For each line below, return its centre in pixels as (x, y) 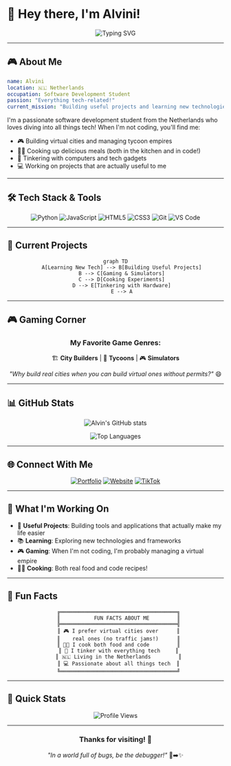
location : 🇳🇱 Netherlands (46, 88)
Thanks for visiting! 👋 (115, 740)
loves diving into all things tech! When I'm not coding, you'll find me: (104, 127)
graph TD (115, 261)
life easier (31, 533)
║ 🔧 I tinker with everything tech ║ (118, 650)
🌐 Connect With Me (50, 464)
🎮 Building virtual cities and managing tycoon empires (95, 141)
